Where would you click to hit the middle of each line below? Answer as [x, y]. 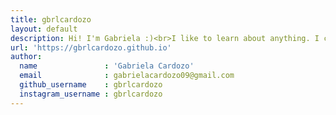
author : [26, 57]
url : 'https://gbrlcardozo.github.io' [91, 47]
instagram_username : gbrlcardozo [91, 94]
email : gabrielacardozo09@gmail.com [127, 76]
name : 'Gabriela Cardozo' [107, 66]
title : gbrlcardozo [51, 19]
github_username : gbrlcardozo [91, 85]
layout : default [44, 29]
